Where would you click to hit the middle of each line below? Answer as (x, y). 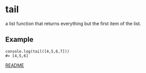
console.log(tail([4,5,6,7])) (38, 51)
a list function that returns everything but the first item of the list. (73, 23)
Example (19, 40)
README (15, 65)
